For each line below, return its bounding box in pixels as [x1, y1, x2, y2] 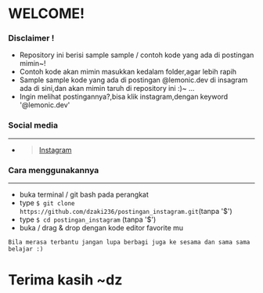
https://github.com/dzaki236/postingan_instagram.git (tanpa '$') [19, 207, 232, 216]
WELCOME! [8, 5, 85, 23]
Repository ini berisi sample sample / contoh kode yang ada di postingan [19, 50, 254, 60]
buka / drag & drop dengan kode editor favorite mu [19, 223, 184, 233]
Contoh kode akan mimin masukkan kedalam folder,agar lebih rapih [19, 67, 237, 77]
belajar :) [8, 245, 44, 253]
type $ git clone [19, 198, 75, 208]
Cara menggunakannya [8, 165, 99, 175]
